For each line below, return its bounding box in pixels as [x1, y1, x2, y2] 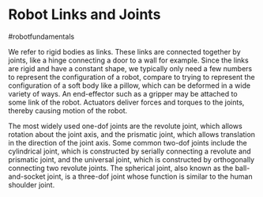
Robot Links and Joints [8, 6, 161, 24]
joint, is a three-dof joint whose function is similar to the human [47, 172, 253, 181]
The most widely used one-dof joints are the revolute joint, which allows [8, 121, 242, 131]
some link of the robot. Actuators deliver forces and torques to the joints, [8, 97, 245, 107]
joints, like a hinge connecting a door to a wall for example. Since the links [8, 55, 249, 65]
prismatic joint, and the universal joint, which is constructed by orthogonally [8, 154, 255, 164]
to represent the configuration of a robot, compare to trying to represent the [8, 72, 255, 81]
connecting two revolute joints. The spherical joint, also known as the [8, 163, 234, 172]
